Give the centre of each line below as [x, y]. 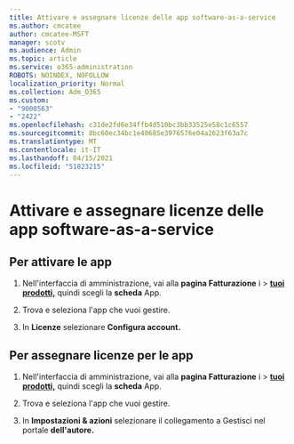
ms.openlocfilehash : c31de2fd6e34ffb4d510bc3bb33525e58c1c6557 [129, 125]
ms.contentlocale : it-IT [55, 149]
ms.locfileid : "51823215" [57, 166]
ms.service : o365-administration [71, 68]
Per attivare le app [61, 262]
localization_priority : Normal [67, 84]
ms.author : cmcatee [45, 26]
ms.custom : [29, 100]
